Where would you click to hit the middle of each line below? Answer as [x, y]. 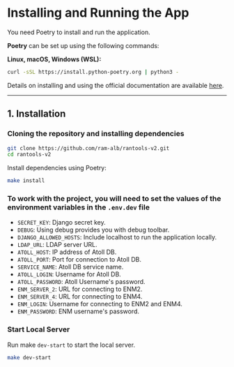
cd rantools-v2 [29, 155]
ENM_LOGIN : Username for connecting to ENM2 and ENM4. [100, 304]
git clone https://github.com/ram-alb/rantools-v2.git [88, 148]
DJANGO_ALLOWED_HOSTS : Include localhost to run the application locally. [117, 237]
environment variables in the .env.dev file [78, 207]
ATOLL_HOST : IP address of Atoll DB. [67, 252]
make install [26, 181]
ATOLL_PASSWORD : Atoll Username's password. [81, 282]
